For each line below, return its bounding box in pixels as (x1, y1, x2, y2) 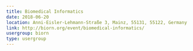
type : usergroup (6, 36, 46, 42)
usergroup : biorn (6, 30, 49, 36)
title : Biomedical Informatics (6, 8, 84, 15)
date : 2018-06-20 (6, 14, 49, 20)
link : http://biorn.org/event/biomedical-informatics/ (6, 25, 145, 31)
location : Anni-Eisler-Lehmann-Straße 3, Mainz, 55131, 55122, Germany (6, 19, 187, 25)
